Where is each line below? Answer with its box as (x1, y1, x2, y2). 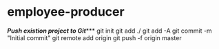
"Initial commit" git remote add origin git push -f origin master (7, 33, 182, 42)
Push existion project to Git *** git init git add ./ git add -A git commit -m (7, 27, 212, 35)
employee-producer (7, 4, 125, 20)
